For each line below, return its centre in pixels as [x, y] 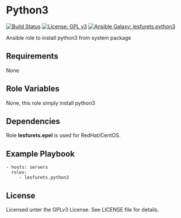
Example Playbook [40, 154]
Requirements [32, 56]
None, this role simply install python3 [51, 103]
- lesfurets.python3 [44, 178]
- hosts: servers [27, 168]
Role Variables [33, 89]
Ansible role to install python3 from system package [69, 38]
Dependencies [33, 121]
